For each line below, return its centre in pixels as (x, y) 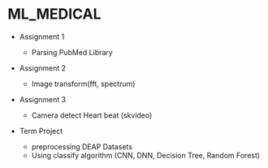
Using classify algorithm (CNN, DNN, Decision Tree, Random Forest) (146, 155)
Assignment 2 (43, 68)
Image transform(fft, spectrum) (83, 84)
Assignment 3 (43, 99)
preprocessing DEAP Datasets (82, 146)
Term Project (41, 131)
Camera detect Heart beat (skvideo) (92, 115)
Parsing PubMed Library (72, 52)
